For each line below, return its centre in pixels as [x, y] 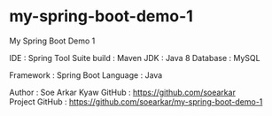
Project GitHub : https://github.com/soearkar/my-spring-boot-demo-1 [136, 101]
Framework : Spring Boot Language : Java [86, 75]
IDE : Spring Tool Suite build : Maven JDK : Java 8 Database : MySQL [135, 58]
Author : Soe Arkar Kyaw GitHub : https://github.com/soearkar [123, 92]
